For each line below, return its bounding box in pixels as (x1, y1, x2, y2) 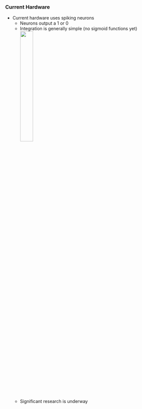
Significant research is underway (19, 398, 88, 404)
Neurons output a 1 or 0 (19, 20, 69, 26)
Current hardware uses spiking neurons (12, 15, 94, 21)
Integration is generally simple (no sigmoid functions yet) (19, 26, 137, 32)
